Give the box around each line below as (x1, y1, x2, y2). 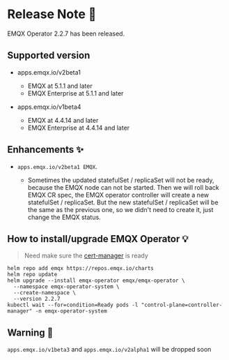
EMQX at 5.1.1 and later (27, 82, 93, 90)
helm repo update (7, 271, 58, 278)
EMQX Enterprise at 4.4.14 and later (27, 123, 130, 132)
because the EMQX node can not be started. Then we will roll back (27, 183, 219, 191)
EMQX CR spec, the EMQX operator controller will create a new (27, 190, 210, 199)
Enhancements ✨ (7, 144, 84, 156)
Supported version (7, 50, 90, 61)
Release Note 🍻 (7, 6, 97, 22)
